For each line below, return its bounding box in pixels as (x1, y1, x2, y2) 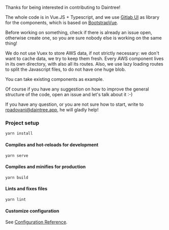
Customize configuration (5, 208, 60, 214)
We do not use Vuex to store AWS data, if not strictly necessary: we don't (5, 50, 159, 56)
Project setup (5, 119, 39, 126)
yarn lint (5, 197, 26, 202)
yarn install (5, 131, 33, 136)
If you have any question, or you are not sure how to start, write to (5, 101, 144, 107)
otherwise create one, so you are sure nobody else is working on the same (5, 35, 162, 41)
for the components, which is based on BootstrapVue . (5, 20, 119, 25)
